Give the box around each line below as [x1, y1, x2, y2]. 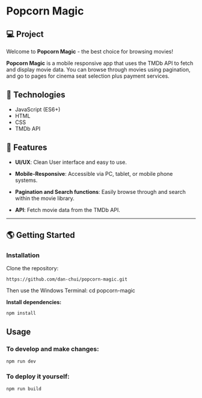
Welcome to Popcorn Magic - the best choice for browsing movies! [6, 48, 173, 55]
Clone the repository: [6, 265, 59, 272]
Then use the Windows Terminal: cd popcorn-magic [6, 287, 135, 294]
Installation [6, 251, 40, 260]
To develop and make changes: [6, 344, 99, 353]
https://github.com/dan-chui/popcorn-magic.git [6, 276, 128, 282]
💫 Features [6, 143, 47, 153]
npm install [6, 310, 36, 317]
